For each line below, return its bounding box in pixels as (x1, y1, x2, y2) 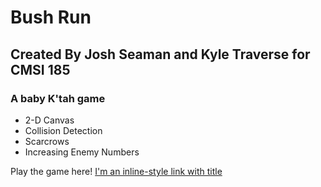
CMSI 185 (10, 61, 71, 78)
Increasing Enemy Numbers (24, 146, 140, 158)
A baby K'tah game (10, 91, 106, 105)
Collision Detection (24, 124, 103, 136)
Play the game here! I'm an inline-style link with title (10, 165, 223, 177)
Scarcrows (24, 135, 70, 147)
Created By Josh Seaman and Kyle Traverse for (10, 46, 311, 63)
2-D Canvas (24, 114, 75, 126)
